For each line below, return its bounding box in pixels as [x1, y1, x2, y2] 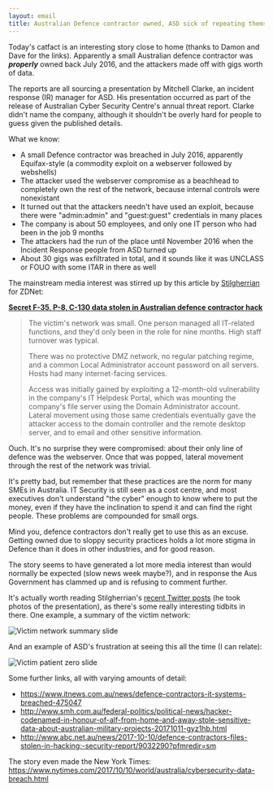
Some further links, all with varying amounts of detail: [8, 673, 187, 683]
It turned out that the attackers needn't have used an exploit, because [19, 201, 254, 212]
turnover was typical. [28, 335, 100, 345]
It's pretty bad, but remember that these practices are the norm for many [8, 476, 253, 486]
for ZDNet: [8, 286, 44, 296]
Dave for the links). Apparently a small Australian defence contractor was [8, 50, 253, 60]
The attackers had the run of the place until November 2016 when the [19, 236, 253, 246]
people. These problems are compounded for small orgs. [8, 510, 199, 521]
